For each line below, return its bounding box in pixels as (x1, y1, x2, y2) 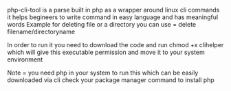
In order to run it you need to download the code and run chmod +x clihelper (7, 41, 224, 49)
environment (7, 55, 43, 64)
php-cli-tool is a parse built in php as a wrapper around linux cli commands (7, 6, 220, 14)
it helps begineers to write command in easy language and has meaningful (7, 13, 219, 21)
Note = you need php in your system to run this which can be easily (7, 68, 199, 77)
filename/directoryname (7, 27, 76, 36)
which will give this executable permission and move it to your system (7, 48, 205, 56)
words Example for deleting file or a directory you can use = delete (7, 21, 197, 28)
